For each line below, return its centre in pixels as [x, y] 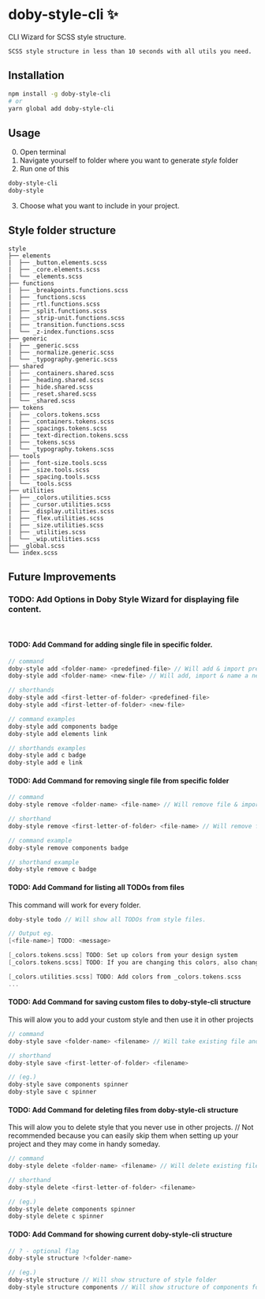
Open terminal [43, 152]
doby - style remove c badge [52, 869]
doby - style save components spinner [68, 1085]
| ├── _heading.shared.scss [56, 380]
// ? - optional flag [44, 1251]
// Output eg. [32, 933]
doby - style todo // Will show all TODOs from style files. [107, 919]
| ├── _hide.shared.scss [50, 387]
